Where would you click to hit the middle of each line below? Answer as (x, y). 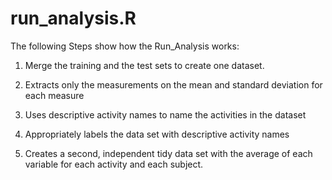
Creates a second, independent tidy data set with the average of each (168, 153)
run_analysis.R (73, 18)
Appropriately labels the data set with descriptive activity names (157, 134)
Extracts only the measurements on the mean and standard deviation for (173, 84)
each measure (54, 95)
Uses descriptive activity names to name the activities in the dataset (165, 114)
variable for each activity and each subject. (114, 164)
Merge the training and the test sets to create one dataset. (144, 65)
